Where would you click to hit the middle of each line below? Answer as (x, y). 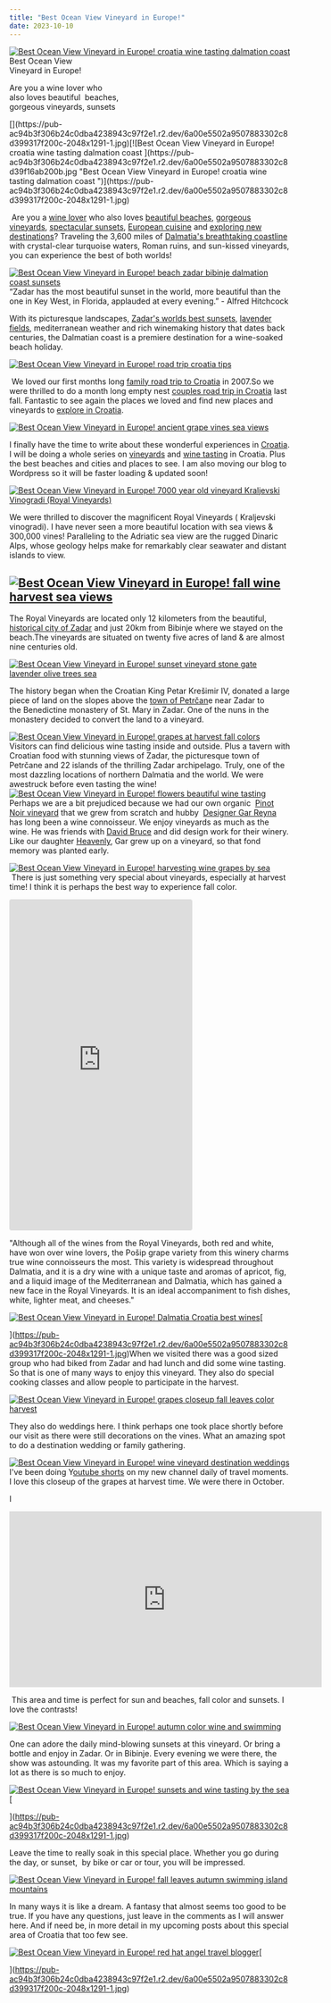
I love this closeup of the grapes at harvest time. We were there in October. (147, 1482)
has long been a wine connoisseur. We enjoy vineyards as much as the (139, 822)
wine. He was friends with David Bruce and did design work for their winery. (149, 832)
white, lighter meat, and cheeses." (72, 1300)
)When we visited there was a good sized (202, 1353)
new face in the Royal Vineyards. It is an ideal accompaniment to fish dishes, (150, 1291)
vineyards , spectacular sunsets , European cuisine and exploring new (136, 226)
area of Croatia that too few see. (69, 1935)
